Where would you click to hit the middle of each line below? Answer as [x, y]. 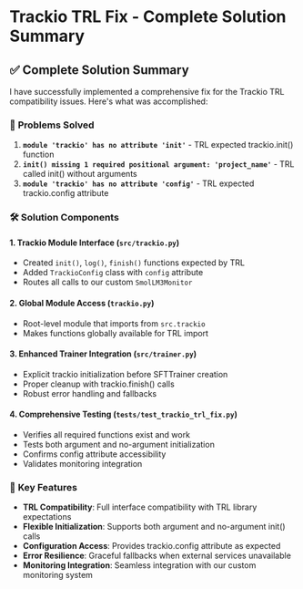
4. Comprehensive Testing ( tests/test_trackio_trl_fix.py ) [124, 414]
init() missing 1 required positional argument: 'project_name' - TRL [158, 164]
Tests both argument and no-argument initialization [119, 445]
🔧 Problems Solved [52, 125]
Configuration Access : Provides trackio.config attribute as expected [151, 546]
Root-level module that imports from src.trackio [114, 323]
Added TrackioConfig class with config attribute [113, 273]
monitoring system [58, 575]
